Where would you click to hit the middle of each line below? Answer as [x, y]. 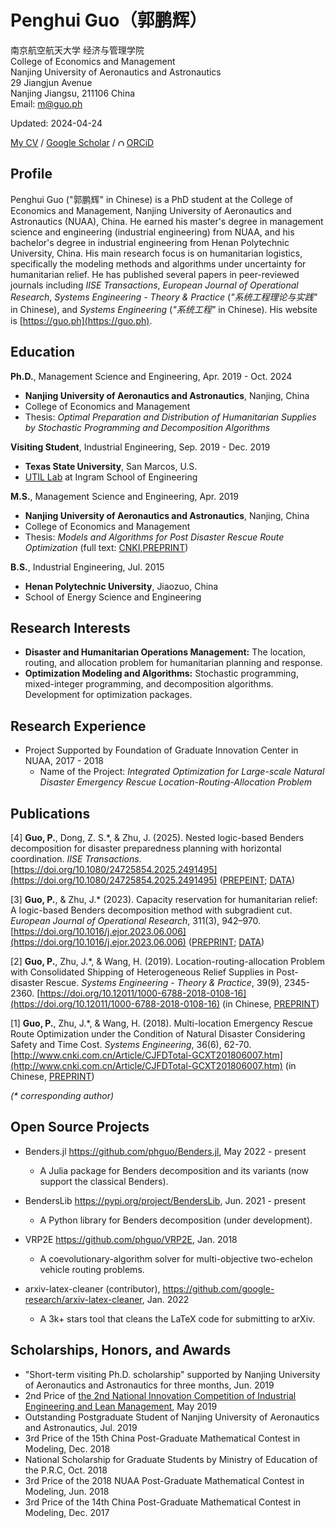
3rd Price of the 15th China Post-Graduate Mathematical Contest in [162, 1438]
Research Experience [78, 726]
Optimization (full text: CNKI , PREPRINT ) [106, 547]
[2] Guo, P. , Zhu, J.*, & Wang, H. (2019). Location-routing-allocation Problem [168, 961]
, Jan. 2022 [165, 1299]
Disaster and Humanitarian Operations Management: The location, [165, 652]
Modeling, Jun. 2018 [67, 1491]
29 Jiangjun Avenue [51, 82]
